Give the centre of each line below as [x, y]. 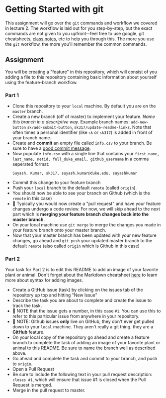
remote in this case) [32, 199]
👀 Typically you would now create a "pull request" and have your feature [86, 204]
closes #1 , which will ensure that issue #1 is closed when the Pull [79, 380]
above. [19, 353]
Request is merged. [32, 385]
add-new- [140, 122]
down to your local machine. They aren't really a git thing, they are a [83, 327]
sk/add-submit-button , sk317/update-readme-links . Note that [89, 127]
